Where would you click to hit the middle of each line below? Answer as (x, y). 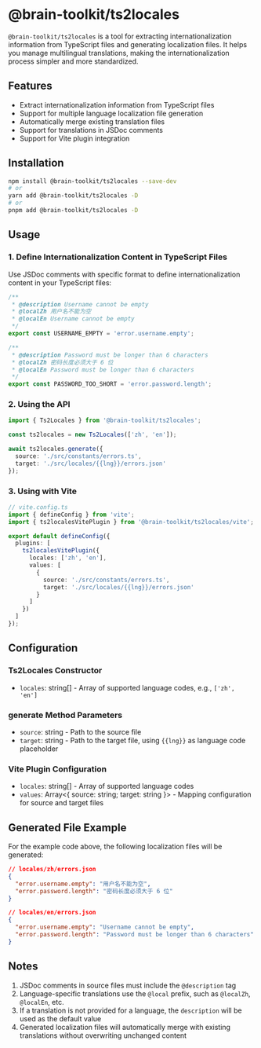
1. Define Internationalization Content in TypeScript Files (118, 257)
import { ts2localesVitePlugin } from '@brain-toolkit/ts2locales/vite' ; (131, 522)
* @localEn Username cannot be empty (73, 319)
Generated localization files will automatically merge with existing (125, 1027)
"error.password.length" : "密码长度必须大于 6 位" (94, 891)
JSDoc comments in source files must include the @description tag (128, 985)
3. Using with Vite (42, 491)
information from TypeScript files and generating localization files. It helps (128, 44)
